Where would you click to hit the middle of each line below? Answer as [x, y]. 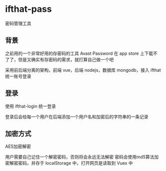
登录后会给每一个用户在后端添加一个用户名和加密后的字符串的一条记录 [77, 117]
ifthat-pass [28, 9]
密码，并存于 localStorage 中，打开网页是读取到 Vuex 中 [76, 163]
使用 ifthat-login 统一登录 [30, 106]
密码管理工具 [18, 23]
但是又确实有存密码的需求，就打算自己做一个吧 [66, 59]
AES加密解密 [18, 146]
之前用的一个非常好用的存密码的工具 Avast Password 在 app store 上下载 [79, 53]
